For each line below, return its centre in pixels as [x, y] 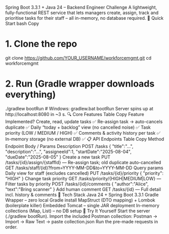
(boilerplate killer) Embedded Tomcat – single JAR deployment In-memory [82, 205]
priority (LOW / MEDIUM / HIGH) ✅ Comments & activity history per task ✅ [83, 133]
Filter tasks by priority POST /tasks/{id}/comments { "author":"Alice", [77, 184]
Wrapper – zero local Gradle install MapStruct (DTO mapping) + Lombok [80, 200]
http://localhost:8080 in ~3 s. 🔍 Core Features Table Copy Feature [75, 114]
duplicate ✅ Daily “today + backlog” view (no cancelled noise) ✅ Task [78, 127]
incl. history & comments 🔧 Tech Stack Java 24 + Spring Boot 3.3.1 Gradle [82, 194]
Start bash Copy [22, 23]
